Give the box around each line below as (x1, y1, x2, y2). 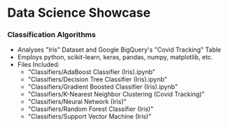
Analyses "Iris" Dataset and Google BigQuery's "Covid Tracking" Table (17, 45, 222, 54)
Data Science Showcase (7, 5, 151, 21)
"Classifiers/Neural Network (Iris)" (27, 98, 127, 106)
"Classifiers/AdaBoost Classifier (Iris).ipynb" (27, 68, 156, 76)
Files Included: (17, 61, 60, 69)
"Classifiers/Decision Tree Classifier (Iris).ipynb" (27, 75, 168, 84)
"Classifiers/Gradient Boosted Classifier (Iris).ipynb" (27, 82, 178, 91)
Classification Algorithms (7, 30, 97, 40)
